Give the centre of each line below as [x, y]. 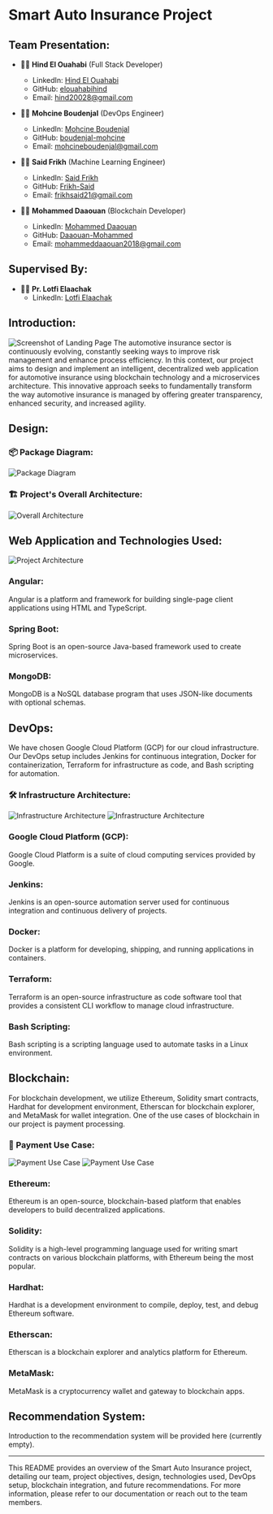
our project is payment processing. [67, 1124]
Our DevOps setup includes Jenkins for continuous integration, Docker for [132, 757]
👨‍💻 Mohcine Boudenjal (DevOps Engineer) [92, 113]
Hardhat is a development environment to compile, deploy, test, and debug [133, 1304]
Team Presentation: [59, 45]
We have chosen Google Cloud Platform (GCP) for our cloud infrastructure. [134, 748]
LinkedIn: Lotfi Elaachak [72, 297]
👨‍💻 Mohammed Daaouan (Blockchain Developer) [103, 210]
